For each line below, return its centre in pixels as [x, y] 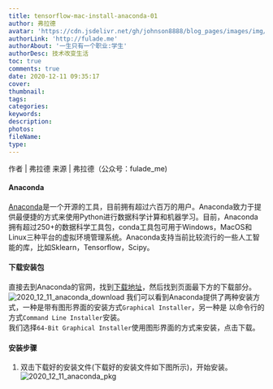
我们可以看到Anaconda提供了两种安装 [190, 296]
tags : [17, 99]
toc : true [25, 62]
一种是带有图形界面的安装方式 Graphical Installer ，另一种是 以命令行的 [143, 307]
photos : [22, 129]
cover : [19, 84]
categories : [28, 106]
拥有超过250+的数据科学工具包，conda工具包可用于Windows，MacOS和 [130, 227]
